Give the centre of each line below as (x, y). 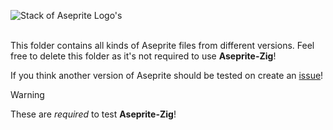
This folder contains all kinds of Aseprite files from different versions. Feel (162, 45)
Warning (27, 94)
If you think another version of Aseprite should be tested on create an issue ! (167, 75)
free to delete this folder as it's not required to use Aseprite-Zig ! (143, 56)
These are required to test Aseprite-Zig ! (93, 114)
